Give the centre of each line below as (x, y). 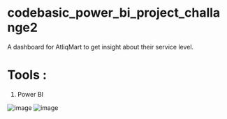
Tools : (27, 75)
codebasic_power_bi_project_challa (114, 13)
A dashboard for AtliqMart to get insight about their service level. (101, 47)
